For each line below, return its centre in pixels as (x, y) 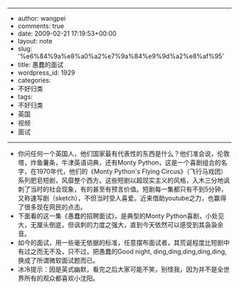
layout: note (35, 41)
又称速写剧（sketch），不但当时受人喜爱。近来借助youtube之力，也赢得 (122, 198)
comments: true (41, 26)
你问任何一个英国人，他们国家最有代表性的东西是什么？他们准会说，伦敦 (123, 153)
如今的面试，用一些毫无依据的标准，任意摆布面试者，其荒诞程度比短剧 (121, 242)
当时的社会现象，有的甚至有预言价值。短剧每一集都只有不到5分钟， (129, 189)
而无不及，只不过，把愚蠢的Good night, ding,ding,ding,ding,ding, (132, 251)
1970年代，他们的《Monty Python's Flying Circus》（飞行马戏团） (132, 171)
